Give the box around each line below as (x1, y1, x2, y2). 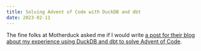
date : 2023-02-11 (6, 15, 51, 21)
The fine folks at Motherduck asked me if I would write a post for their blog (6, 31, 195, 38)
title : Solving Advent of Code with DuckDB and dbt (6, 8, 141, 15)
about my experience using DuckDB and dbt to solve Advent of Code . (6, 38, 182, 45)
